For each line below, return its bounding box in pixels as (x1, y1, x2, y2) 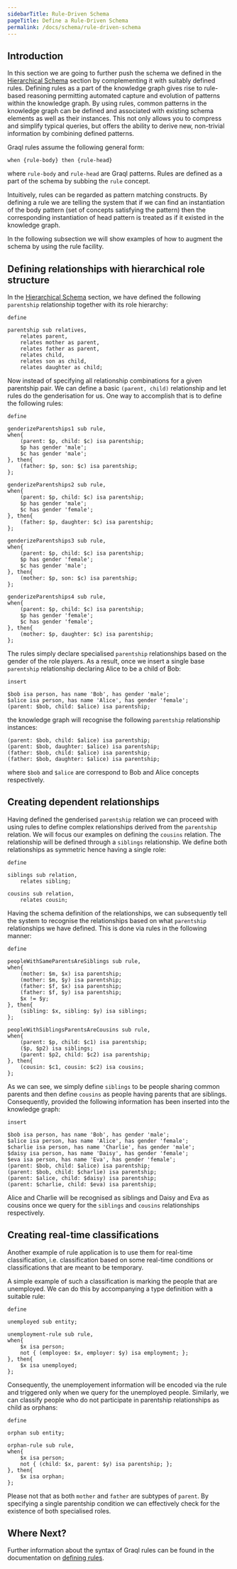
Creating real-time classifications (7, 1229, 160, 1241)
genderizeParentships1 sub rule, (7, 425, 106, 432)
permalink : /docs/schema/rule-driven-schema (7, 23, 141, 31)
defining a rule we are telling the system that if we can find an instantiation (7, 198, 225, 207)
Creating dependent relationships (7, 796, 160, 808)
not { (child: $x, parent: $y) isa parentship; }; (20, 1460, 173, 1467)
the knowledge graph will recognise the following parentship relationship (7, 716, 221, 724)
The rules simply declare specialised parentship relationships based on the (7, 649, 227, 658)
